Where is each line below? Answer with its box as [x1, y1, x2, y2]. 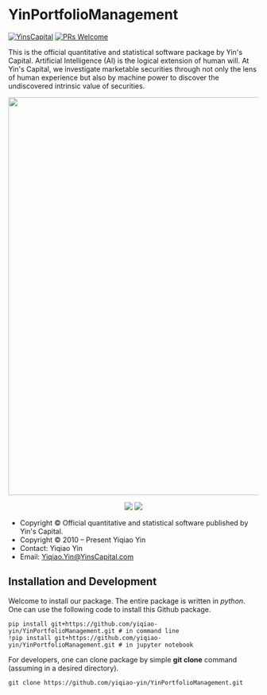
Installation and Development [8, 575, 157, 588]
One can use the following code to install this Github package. [8, 604, 211, 614]
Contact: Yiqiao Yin [19, 543, 83, 552]
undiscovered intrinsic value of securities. [8, 81, 145, 91]
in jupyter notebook [126, 641, 194, 649]
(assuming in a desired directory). [8, 663, 119, 673]
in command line [126, 627, 180, 634]
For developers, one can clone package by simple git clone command [8, 654, 238, 664]
